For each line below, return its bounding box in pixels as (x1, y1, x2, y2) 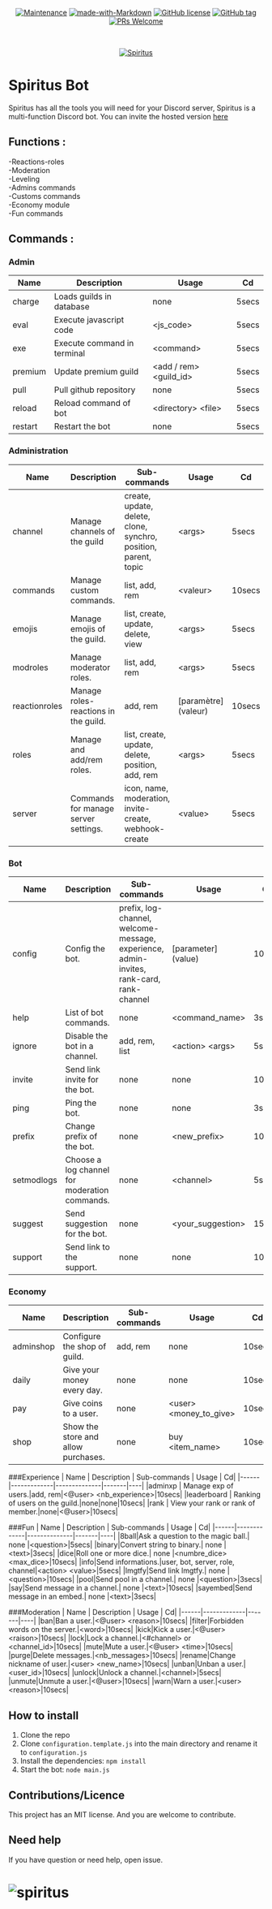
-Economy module (8, 200, 70, 209)
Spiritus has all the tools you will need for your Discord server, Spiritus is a (8, 102, 257, 113)
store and (62, 1432, 100, 1443)
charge (12, 296, 40, 308)
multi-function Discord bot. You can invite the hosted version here (8, 111, 228, 121)
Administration (8, 445, 69, 456)
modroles (12, 662, 49, 673)
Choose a (65, 1154, 102, 1165)
